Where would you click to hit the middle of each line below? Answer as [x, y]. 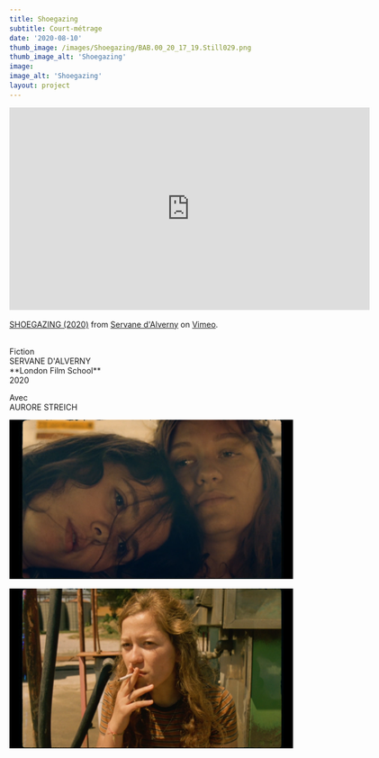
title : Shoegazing [44, 19]
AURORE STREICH [44, 407]
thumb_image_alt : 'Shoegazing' [68, 57]
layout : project [40, 86]
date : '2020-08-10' [46, 38]
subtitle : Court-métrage [56, 28]
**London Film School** [55, 370]
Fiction [22, 351]
